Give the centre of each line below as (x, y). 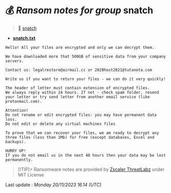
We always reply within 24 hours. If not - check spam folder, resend (82, 92)
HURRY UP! (16, 151)
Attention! (17, 110)
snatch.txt (24, 38)
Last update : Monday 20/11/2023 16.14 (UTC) (53, 185)
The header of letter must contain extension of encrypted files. (78, 88)
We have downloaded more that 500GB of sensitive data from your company (86, 56)
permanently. (19, 160)
